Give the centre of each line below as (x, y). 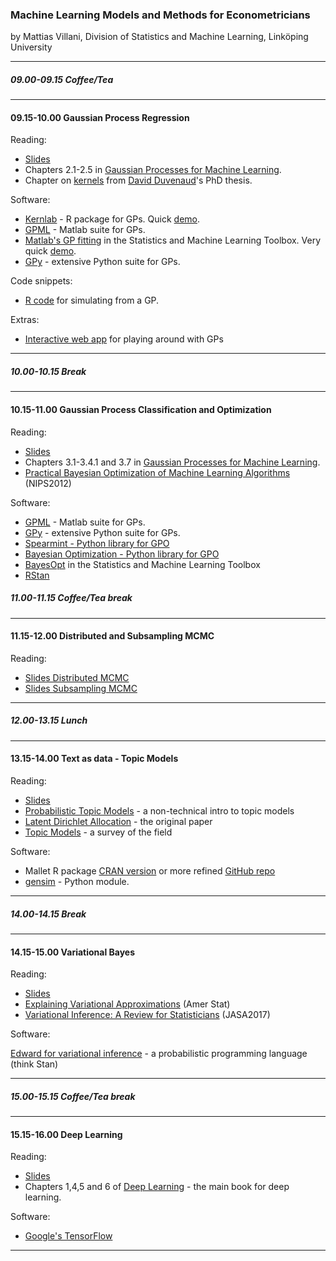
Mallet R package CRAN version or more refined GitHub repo (150, 870)
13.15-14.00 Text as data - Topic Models (94, 759)
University (31, 47)
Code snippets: (41, 281)
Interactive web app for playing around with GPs (124, 339)
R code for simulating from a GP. (92, 300)
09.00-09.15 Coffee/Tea (62, 79)
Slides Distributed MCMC (77, 677)
